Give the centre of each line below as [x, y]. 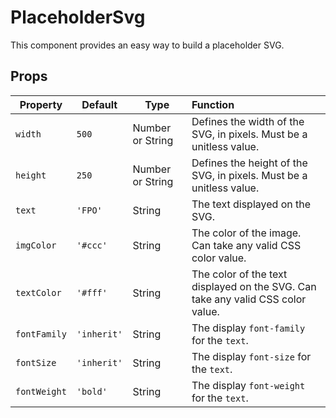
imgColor [36, 245]
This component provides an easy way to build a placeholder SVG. [147, 45]
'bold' [92, 391]
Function [213, 104]
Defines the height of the [249, 163]
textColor [38, 292]
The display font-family [248, 328]
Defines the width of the [248, 121]
